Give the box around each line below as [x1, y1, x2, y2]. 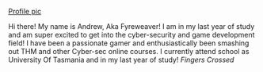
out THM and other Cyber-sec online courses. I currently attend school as [8, 47, 250, 56]
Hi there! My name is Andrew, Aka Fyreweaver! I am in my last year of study [8, 22, 255, 31]
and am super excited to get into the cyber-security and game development [8, 31, 255, 39]
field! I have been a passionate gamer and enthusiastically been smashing [8, 38, 250, 48]
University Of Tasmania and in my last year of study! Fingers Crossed [8, 55, 234, 64]
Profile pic [8, 7, 42, 16]
